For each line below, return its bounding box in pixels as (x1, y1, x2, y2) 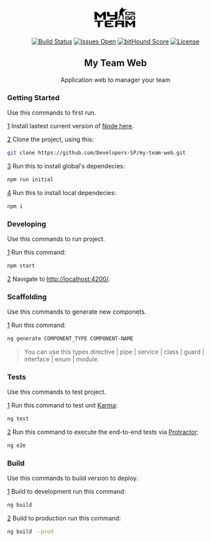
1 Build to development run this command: (7, 488, 126, 496)
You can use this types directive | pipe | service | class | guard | (23, 348, 205, 356)
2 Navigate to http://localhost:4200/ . (7, 274, 111, 283)
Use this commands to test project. (7, 388, 107, 397)
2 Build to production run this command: (7, 514, 122, 523)
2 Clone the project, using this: (7, 135, 94, 143)
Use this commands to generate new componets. (7, 308, 146, 316)
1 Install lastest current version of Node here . (7, 122, 134, 130)
